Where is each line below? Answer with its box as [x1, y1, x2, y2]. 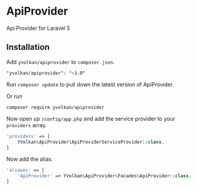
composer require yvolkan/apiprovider [6, 104, 105, 110]
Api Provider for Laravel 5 [6, 24, 71, 32]
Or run [6, 93, 22, 100]
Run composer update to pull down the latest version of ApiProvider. [6, 80, 175, 88]
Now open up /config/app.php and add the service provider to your [6, 114, 175, 122]
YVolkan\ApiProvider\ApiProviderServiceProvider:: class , [17, 139, 165, 145]
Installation [6, 42, 50, 52]
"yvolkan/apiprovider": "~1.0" [6, 70, 86, 76]
